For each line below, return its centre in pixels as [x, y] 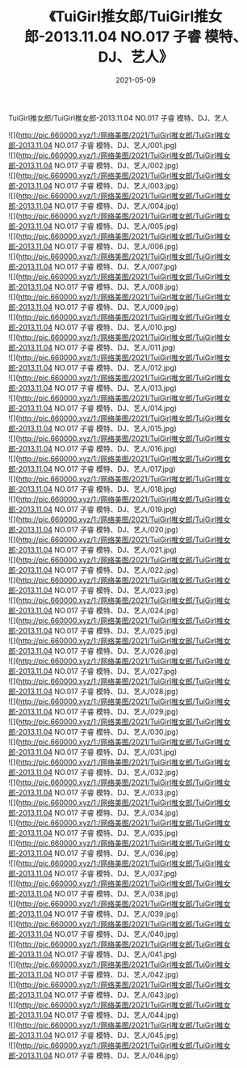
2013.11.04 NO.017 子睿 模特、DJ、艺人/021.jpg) [98, 549]
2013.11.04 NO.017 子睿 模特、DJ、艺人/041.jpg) [98, 954]
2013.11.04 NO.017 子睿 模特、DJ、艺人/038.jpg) [98, 893]
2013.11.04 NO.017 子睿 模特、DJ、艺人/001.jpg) [98, 145]
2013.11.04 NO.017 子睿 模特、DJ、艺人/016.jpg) [98, 448]
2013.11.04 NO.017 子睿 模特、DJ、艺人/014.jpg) [98, 408]
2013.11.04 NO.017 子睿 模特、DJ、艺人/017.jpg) [97, 468]
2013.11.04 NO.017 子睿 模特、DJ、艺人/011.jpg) [97, 347]
